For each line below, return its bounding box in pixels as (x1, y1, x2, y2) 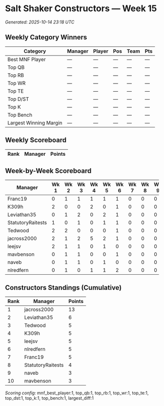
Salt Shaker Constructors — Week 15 (5, 3, 157, 14)
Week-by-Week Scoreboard (5, 166, 92, 175)
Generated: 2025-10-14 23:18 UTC (5, 19, 75, 25)
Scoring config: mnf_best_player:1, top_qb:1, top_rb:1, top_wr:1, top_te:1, (5, 390, 149, 396)
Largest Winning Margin (7, 119, 62, 126)
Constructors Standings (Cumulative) (5, 284, 122, 292)
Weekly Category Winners (5, 33, 87, 41)
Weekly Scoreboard (5, 136, 67, 144)
